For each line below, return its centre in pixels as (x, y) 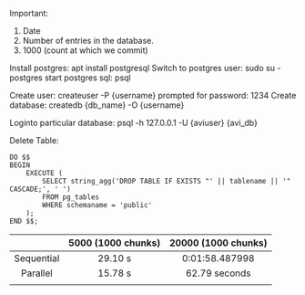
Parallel (37, 273)
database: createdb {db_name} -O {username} (97, 105)
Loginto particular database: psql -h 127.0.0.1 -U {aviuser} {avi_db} (133, 123)
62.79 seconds (219, 273)
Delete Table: (34, 140)
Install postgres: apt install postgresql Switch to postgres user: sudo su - (145, 68)
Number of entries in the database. (88, 41)
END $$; (24, 221)
